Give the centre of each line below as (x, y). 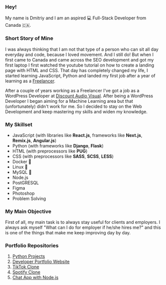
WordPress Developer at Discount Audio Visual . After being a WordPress (79, 96)
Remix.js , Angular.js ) (34, 141)
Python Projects (29, 256)
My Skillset (19, 124)
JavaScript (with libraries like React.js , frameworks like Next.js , (77, 135)
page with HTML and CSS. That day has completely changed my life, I (77, 70)
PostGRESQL (26, 183)
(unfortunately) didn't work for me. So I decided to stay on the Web (74, 106)
